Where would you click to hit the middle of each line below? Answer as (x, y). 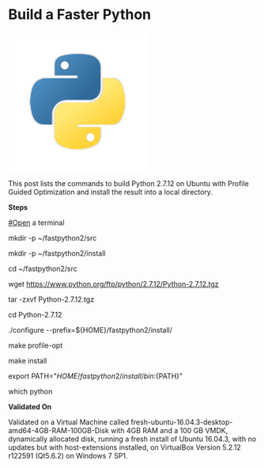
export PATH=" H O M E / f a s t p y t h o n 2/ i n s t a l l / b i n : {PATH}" (96, 376)
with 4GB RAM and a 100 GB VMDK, (169, 430)
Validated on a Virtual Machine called (69, 422)
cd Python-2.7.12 (35, 314)
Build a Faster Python (80, 15)
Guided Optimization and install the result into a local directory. (111, 192)
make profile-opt (36, 345)
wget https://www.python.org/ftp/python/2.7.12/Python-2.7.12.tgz (113, 283)
